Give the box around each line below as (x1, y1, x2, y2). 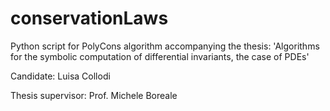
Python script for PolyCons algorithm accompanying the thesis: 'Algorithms (10, 40, 320, 52)
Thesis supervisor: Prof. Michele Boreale (10, 89, 178, 101)
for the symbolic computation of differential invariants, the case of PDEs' (10, 50, 310, 62)
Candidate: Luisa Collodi (10, 70, 111, 82)
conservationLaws (10, 7, 169, 30)
